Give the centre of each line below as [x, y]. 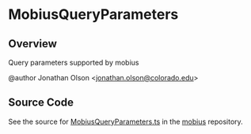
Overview [33, 44]
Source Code [41, 103]
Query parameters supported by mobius [74, 62]
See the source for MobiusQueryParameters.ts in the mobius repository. [125, 121]
